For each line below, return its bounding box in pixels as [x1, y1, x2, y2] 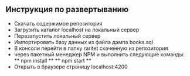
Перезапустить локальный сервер [13, 32, 101, 39]
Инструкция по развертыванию [5, 5, 129, 15]
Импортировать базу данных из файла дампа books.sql [13, 38, 154, 45]
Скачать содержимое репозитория [13, 20, 103, 27]
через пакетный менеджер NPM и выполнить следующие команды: [13, 50, 185, 57]
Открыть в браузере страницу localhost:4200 [13, 63, 128, 70]
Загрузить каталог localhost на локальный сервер [13, 26, 140, 33]
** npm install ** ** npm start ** [13, 57, 91, 64]
